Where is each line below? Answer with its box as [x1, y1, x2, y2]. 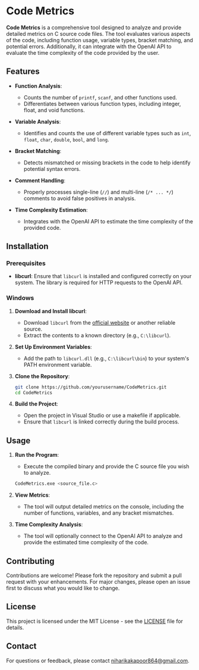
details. [6, 624, 24, 631]
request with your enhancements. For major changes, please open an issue [6, 578, 191, 585]
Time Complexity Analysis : [14, 521, 83, 528]
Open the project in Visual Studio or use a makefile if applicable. [23, 412, 181, 419]
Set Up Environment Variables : [14, 343, 92, 350]
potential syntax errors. [23, 165, 81, 172]
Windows [6, 294, 34, 302]
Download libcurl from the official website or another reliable [23, 319, 176, 326]
